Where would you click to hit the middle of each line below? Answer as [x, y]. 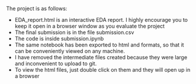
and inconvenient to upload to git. [56, 63]
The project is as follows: [37, 9]
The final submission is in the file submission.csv [74, 32]
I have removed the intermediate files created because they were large [101, 57]
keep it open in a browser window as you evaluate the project [89, 26]
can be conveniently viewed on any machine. [70, 51]
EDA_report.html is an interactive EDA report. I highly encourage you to [101, 20]
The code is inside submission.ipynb [59, 38]
